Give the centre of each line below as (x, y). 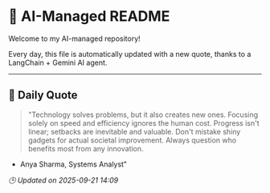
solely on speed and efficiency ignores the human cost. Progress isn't (143, 123)
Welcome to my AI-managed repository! (74, 38)
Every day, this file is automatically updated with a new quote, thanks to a (130, 54)
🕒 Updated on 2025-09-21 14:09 (63, 180)
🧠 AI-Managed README (89, 16)
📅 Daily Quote (43, 95)
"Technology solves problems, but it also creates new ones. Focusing (143, 115)
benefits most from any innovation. (86, 148)
